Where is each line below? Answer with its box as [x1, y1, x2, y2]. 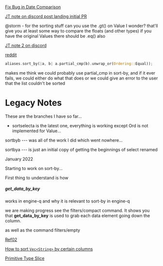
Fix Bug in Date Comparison [5, 4, 61, 10]
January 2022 [5, 156, 33, 162]
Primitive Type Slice [5, 255, 45, 261]
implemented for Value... [12, 128, 62, 134]
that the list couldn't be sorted [5, 80, 65, 86]
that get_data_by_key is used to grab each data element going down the [5, 213, 150, 219]
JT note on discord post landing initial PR [5, 14, 87, 19]
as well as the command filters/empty [5, 227, 81, 233]
